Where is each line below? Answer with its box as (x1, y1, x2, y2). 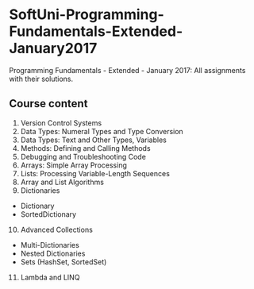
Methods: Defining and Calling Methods (20, 143, 151, 152)
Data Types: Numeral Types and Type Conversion (20, 126, 183, 136)
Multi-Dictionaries (20, 240, 80, 249)
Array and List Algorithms (20, 177, 104, 187)
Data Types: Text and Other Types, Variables (20, 135, 167, 144)
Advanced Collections (20, 225, 94, 234)
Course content (9, 97, 88, 110)
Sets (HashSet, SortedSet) (20, 256, 107, 267)
